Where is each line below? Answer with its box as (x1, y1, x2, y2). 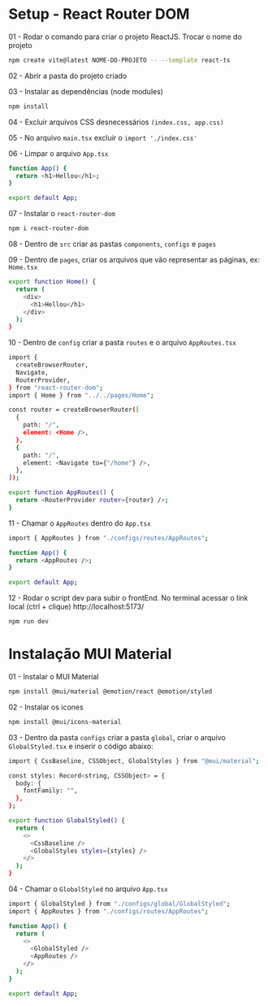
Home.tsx (8, 263, 38, 272)
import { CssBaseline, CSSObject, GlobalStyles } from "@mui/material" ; (8, 757, 260, 765)
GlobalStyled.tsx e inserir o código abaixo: (8, 741, 153, 751)
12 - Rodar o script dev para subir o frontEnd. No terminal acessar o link (8, 593, 249, 603)
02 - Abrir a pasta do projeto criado (8, 71, 128, 80)
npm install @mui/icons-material (8, 718, 122, 726)
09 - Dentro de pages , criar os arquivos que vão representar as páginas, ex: (8, 255, 261, 265)
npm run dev (8, 618, 49, 626)
